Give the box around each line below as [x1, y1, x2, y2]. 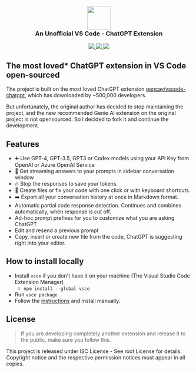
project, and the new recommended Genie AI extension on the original [6, 110, 177, 117]
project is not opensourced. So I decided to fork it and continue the [6, 115, 169, 123]
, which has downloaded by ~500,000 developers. [24, 92, 147, 99]
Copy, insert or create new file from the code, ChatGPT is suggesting [14, 233, 182, 240]
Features [6, 139, 39, 149]
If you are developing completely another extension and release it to [20, 330, 186, 337]
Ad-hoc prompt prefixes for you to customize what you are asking [14, 214, 175, 221]
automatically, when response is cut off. [14, 208, 112, 215]
